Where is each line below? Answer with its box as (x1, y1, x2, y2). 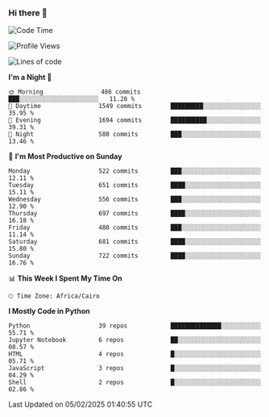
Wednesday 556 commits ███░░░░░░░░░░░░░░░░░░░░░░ (8, 195, 262, 204)
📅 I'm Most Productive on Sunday (8, 152, 122, 161)
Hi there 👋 (8, 7, 48, 19)
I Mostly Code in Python (8, 306, 90, 316)
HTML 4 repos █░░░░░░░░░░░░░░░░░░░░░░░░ (8, 350, 262, 358)
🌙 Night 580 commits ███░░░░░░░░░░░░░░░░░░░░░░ (8, 131, 262, 139)
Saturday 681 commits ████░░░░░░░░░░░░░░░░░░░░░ (8, 238, 262, 246)
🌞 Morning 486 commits (8, 88, 141, 96)
